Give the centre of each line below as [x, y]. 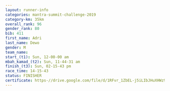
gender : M [16, 48]
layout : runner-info [27, 10]
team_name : [17, 52]
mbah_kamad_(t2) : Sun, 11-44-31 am [43, 62]
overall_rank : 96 [24, 24]
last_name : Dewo [22, 43]
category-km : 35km [25, 19]
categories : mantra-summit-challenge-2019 [51, 15]
